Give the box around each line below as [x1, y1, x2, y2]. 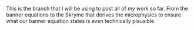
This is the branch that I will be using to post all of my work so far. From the [6, 5, 188, 12]
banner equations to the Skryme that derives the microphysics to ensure [6, 11, 182, 18]
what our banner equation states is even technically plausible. [6, 18, 156, 24]
